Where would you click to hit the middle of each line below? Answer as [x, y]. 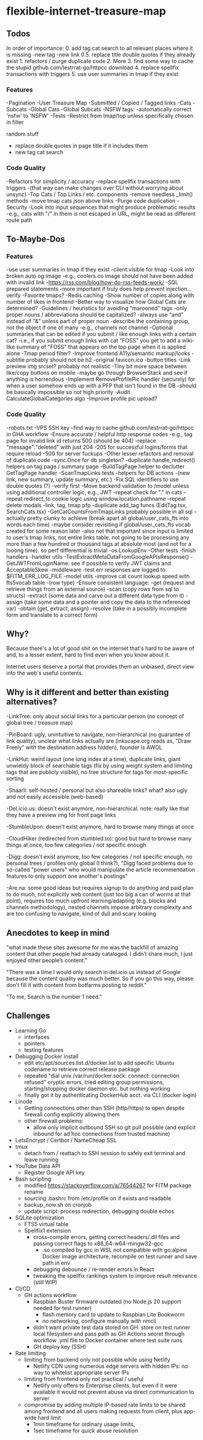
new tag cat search [39, 152]
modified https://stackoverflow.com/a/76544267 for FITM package [108, 1185]
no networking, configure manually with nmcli [99, 1321]
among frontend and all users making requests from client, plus [103, 1411]
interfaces [37, 1037]
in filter [15, 122]
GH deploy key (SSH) [60, 1346]
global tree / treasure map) [40, 723]
